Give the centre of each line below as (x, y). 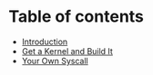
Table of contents (76, 17)
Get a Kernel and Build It (67, 51)
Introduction (45, 42)
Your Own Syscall (55, 61)
